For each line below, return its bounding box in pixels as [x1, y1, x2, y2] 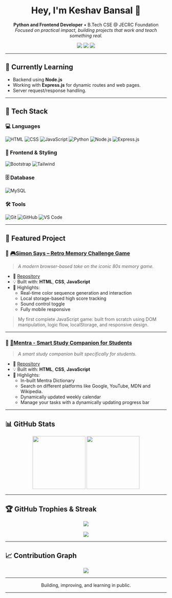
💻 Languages [5, 123, 40, 130]
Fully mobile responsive [20, 306, 71, 313]
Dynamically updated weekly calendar [20, 394, 101, 400]
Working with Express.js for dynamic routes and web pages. [12, 82, 141, 88]
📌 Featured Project [5, 234, 66, 243]
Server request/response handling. [12, 87, 87, 93]
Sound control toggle [20, 301, 65, 307]
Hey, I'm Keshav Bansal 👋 [31, 5, 141, 16]
